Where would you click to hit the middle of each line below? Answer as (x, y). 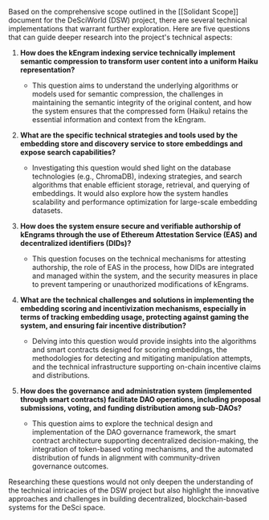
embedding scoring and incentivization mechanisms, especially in (133, 308)
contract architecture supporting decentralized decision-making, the (145, 440)
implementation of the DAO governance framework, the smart (134, 432)
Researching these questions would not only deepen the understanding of (131, 482)
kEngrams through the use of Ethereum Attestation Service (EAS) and (139, 235)
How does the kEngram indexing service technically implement (127, 53)
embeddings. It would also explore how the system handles (130, 193)
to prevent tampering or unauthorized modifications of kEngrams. (140, 284)
